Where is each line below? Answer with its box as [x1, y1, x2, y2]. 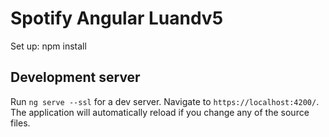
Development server [10, 69, 141, 86]
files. [10, 117, 31, 129]
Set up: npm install [10, 40, 87, 52]
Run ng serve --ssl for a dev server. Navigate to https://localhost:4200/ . [10, 95, 320, 107]
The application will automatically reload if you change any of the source [10, 106, 310, 118]
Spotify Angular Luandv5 [10, 7, 224, 30]
